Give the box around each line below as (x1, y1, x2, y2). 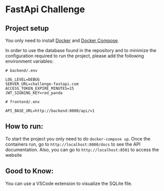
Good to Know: (5, 167, 54, 176)
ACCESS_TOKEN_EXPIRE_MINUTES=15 (5, 86, 74, 91)
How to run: (5, 122, 43, 131)
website (5, 152, 22, 158)
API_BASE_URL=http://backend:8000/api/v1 (5, 108, 95, 113)
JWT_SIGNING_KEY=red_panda (5, 90, 63, 96)
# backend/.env (5, 68, 38, 73)
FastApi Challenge (5, 4, 85, 15)
